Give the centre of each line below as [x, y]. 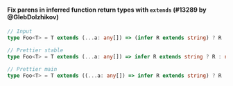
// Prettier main [32, 69]
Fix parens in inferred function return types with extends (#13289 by [107, 10]
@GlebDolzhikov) [33, 17]
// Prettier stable [35, 50]
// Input [20, 32]
